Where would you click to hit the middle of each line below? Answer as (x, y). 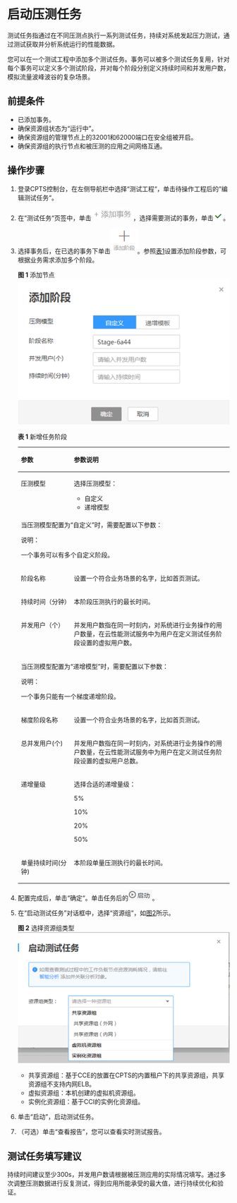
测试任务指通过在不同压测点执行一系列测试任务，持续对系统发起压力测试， (115, 35)
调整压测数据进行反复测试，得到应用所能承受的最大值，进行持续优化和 (115, 1183)
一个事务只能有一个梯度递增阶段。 (70, 696)
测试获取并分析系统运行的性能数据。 (66, 44)
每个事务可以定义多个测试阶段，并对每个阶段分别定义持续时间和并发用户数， (119, 68)
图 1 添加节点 (36, 274)
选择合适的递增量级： (105, 785)
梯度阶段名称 (39, 720)
